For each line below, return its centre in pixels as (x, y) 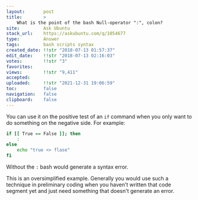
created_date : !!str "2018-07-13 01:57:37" (61, 50)
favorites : (20, 67)
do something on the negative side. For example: (66, 122)
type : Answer (33, 39)
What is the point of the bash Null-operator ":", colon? (90, 22)
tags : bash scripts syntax (50, 45)
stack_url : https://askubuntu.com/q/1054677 (66, 34)
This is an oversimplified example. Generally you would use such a (87, 178)
